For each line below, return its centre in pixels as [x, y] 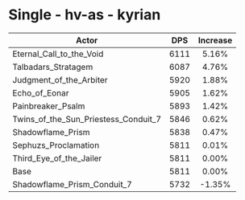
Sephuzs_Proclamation [56, 145]
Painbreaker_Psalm [49, 106]
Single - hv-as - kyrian [85, 15]
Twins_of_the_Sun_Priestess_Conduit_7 [87, 119]
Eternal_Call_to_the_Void [58, 54]
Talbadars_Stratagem [53, 67]
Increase [215, 40]
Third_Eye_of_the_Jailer [57, 158]
